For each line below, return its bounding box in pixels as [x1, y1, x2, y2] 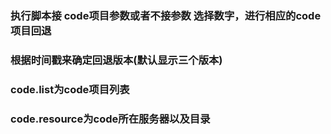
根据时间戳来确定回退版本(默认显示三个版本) [10, 53, 223, 67]
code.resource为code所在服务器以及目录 [10, 112, 211, 126]
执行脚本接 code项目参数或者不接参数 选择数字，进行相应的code [10, 8, 322, 22]
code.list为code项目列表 [10, 82, 130, 96]
